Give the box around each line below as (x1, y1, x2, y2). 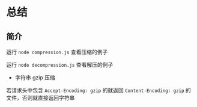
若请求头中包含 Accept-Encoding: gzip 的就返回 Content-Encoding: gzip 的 (6, 87, 191, 94)
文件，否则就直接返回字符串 (6, 94, 75, 101)
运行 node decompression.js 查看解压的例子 (6, 61, 114, 68)
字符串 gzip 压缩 (14, 74, 55, 81)
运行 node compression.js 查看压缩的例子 (6, 49, 108, 55)
